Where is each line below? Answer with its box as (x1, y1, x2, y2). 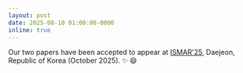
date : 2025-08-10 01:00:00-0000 (8, 19, 114, 27)
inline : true (8, 26, 51, 34)
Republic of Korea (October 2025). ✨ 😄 (8, 56, 137, 65)
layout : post (8, 11, 51, 20)
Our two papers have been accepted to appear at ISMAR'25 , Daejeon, (8, 48, 235, 57)
